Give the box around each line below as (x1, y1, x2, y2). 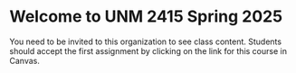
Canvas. (9, 55, 41, 66)
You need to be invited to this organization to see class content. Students (9, 36, 282, 47)
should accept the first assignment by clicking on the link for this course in (9, 45, 288, 56)
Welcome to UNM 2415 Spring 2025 (9, 6, 283, 27)
